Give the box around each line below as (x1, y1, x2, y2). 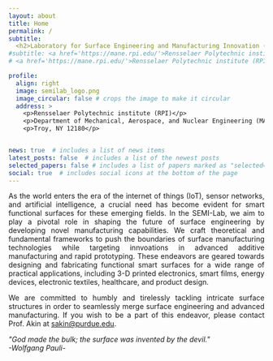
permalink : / (8, 27, 53, 35)
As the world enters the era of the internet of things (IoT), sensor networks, (8, 191, 265, 201)
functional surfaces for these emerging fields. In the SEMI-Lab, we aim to (8, 208, 265, 218)
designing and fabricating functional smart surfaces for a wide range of (8, 260, 265, 270)
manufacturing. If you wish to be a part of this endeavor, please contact (8, 310, 265, 320)
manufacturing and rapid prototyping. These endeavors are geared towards (8, 251, 265, 261)
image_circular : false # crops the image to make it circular (15, 94, 231, 102)
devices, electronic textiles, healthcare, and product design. (8, 277, 210, 287)
